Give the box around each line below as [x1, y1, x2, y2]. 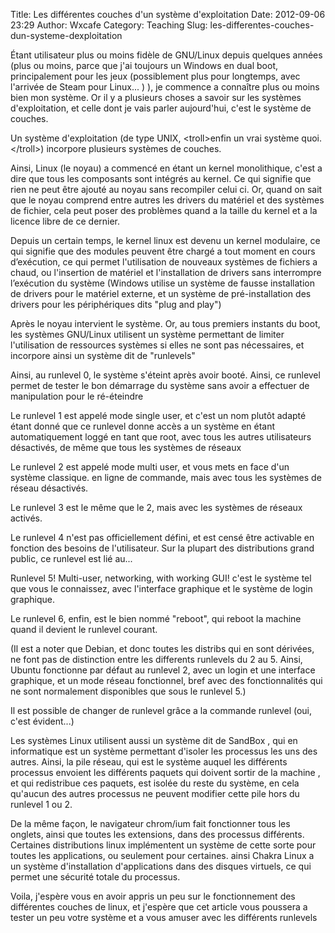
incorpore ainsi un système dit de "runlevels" [10, 350, 196, 361]
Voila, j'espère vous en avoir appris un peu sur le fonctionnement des [10, 890, 296, 902]
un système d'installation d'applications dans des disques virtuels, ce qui [10, 860, 312, 872]
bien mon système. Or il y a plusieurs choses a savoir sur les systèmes [10, 92, 302, 103]
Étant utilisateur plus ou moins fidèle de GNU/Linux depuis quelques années [10, 49, 323, 61]
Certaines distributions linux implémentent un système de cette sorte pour [10, 839, 317, 851]
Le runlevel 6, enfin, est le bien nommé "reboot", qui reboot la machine [10, 613, 302, 624]
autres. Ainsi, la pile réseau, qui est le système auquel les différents [10, 756, 288, 768]
